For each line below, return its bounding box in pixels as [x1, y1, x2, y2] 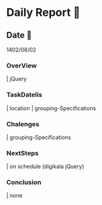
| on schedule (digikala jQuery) [6, 163, 84, 170]
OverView [6, 61, 37, 70]
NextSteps [6, 149, 39, 157]
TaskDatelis [6, 91, 42, 99]
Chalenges [6, 119, 40, 128]
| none [6, 192, 23, 199]
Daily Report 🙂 [6, 6, 81, 20]
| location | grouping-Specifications [6, 104, 96, 112]
